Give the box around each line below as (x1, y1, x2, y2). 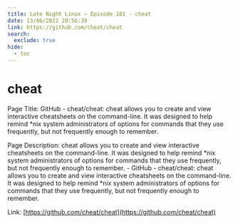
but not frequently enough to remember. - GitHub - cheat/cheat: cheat (7, 163, 214, 172)
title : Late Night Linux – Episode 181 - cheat (7, 10, 152, 18)
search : (7, 30, 31, 38)
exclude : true (14, 37, 56, 44)
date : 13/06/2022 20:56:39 (7, 17, 88, 24)
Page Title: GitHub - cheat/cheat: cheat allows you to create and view (7, 104, 212, 113)
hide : (7, 43, 24, 51)
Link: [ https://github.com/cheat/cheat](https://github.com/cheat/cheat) (7, 207, 216, 216)
